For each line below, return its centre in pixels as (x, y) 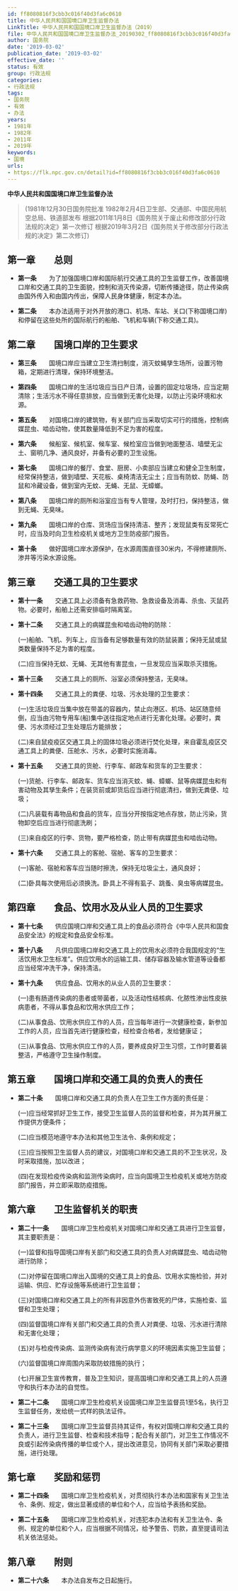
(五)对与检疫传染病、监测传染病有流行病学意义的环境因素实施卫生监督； (123, 1348)
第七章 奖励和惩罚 (54, 1477)
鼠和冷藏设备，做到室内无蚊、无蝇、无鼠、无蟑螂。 (92, 486)
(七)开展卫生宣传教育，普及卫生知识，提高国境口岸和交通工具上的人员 (119, 1378)
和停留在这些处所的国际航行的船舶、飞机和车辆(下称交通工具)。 (110, 320)
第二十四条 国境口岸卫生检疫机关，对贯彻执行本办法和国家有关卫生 (120, 1496)
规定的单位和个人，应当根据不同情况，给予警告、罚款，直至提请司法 (129, 1528)
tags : (15, 93)
